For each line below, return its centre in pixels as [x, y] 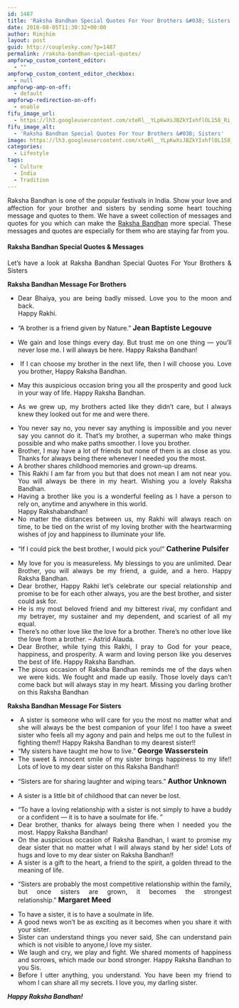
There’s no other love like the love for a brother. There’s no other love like [124, 631]
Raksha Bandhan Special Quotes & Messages [76, 247]
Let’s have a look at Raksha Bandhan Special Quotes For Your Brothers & [119, 263]
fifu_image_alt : [31, 127]
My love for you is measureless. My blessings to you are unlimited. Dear [124, 563]
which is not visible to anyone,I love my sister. [85, 944]
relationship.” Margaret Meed [64, 899]
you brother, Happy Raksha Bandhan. [72, 371]
